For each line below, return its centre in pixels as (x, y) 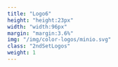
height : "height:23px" (40, 20)
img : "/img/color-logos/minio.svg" (59, 40)
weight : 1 (22, 53)
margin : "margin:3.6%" (40, 33)
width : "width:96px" (38, 27)
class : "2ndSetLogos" (39, 46)
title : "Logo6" (29, 14)
